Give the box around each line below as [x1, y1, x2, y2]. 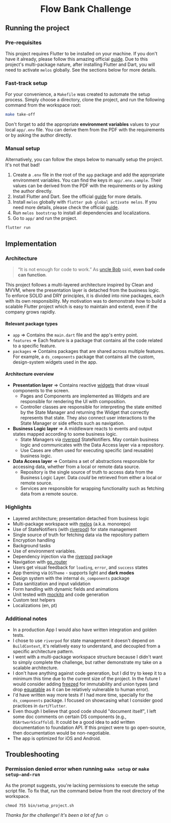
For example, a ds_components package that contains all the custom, [12, 353, 155, 360]
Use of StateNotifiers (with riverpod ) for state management [12, 526, 137, 532]
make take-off [5, 112, 36, 117]
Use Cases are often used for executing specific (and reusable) [20, 448, 154, 454]
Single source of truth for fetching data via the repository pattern [12, 531, 149, 538]
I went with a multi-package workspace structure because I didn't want [12, 654, 163, 660]
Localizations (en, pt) [12, 602, 58, 608]
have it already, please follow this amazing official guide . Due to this [5, 56, 148, 62]
